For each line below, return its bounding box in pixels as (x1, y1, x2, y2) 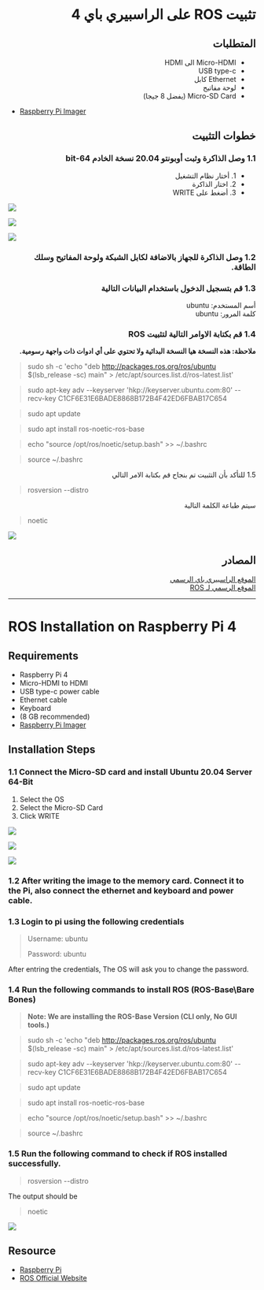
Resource (8, 1244, 57, 1258)
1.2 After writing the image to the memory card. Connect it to (8, 875, 244, 886)
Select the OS (19, 794, 64, 804)
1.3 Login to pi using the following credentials (8, 916, 185, 927)
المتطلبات (212, 37, 256, 50)
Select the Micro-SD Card (19, 802, 104, 812)
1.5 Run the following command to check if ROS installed (8, 1148, 228, 1159)
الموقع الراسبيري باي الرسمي (170, 574, 256, 584)
